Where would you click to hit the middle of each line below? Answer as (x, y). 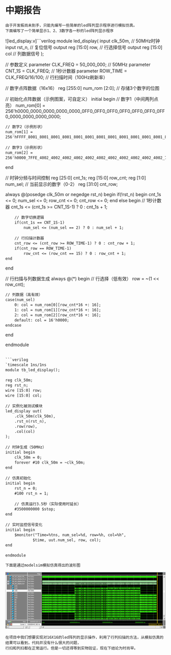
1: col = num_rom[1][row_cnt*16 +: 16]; (58, 310)
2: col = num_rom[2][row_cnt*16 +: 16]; (58, 315)
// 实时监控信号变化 (24, 525)
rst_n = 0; (26, 488)
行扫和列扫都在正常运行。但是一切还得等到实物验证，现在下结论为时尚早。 (72, 648)
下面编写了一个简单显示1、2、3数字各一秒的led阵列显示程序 (60, 31)
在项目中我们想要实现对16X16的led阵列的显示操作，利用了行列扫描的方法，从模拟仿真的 (84, 638)
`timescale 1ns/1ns (26, 365)
